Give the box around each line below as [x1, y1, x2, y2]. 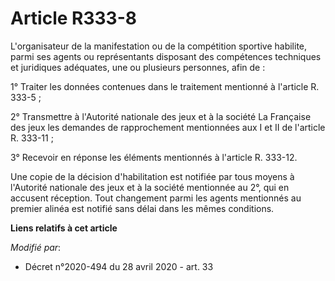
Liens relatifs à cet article [10, 222, 118, 234]
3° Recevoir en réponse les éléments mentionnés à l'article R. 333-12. [10, 151, 298, 163]
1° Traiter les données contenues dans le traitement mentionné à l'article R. [10, 80, 320, 92]
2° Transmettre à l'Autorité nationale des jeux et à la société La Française [10, 110, 312, 122]
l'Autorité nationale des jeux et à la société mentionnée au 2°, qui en [10, 181, 290, 193]
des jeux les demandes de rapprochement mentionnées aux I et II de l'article [10, 121, 326, 133]
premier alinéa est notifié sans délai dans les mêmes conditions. [10, 202, 275, 214]
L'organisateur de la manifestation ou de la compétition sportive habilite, [10, 40, 308, 52]
